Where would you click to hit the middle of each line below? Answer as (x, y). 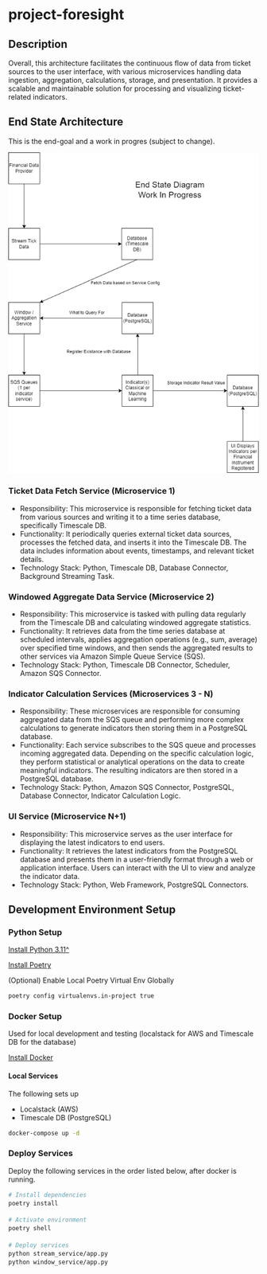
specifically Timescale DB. (63, 525)
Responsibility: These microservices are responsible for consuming (130, 711)
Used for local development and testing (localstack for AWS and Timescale (131, 1034)
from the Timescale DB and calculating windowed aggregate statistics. (135, 622)
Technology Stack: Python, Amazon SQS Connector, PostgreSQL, (127, 787)
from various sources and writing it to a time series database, (120, 517)
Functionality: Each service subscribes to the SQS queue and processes (138, 745)
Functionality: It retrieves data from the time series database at (122, 631)
